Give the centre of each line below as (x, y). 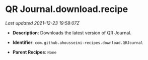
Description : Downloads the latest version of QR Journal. (72, 32)
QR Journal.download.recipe (67, 9)
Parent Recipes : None (34, 52)
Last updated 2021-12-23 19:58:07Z (42, 23)
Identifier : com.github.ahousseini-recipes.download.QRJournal (78, 42)
